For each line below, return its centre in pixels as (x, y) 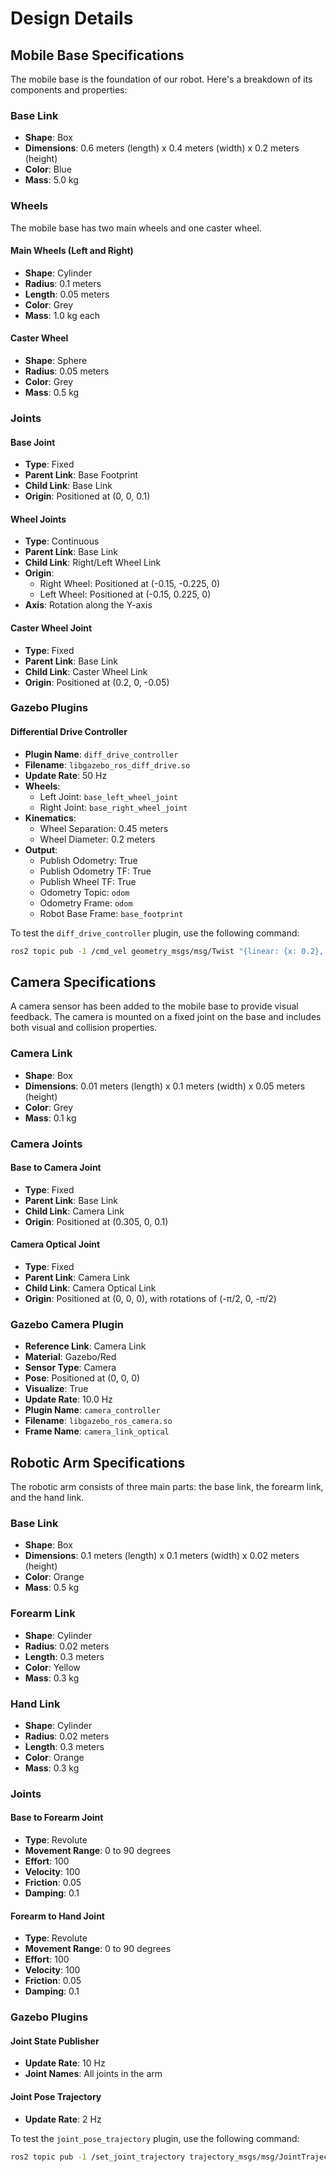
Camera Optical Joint (55, 1244)
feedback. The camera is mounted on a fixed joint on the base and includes (166, 1017)
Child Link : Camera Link (74, 1211)
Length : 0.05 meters (67, 294)
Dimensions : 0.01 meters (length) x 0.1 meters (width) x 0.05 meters (165, 1086)
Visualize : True (56, 1389)
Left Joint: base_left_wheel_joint (108, 796)
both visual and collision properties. (84, 1028)
